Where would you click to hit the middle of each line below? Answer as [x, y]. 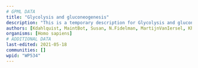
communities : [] [26, 50]
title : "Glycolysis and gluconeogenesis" [58, 17]
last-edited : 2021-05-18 [37, 45]
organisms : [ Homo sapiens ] [39, 34]
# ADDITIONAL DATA [29, 39]
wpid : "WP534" [24, 56]
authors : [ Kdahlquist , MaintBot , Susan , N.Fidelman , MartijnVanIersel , [96, 28]
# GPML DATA [21, 12]
